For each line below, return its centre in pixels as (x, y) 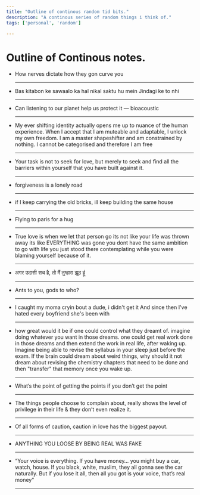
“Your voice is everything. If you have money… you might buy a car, (97, 461)
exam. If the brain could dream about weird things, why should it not (99, 356)
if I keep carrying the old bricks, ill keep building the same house (94, 202)
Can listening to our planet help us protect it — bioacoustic (87, 109)
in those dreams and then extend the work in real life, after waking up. (101, 344)
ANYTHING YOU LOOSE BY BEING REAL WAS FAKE (78, 444)
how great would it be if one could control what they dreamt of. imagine (102, 331)
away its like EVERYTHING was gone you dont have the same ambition (101, 243)
